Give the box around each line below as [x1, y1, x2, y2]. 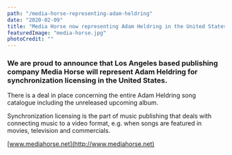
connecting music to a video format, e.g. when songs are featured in [7, 119, 202, 127]
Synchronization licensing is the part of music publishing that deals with [7, 112, 212, 121]
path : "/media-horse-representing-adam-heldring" [7, 10, 153, 17]
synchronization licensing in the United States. [7, 76, 168, 85]
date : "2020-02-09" [7, 17, 64, 23]
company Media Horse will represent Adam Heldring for [7, 67, 198, 76]
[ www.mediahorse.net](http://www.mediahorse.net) [7, 140, 155, 148]
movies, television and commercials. [7, 127, 110, 135]
